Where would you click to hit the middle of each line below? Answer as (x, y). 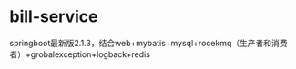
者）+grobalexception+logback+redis (80, 54)
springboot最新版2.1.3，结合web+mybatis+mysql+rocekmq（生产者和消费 (148, 43)
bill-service (54, 17)
